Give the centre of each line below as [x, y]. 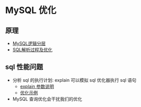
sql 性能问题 [24, 67]
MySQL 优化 [31, 10]
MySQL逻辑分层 [29, 43]
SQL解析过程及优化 [32, 50]
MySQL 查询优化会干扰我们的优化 [47, 99]
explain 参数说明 [37, 86]
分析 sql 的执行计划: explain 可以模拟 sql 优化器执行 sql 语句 [75, 80]
